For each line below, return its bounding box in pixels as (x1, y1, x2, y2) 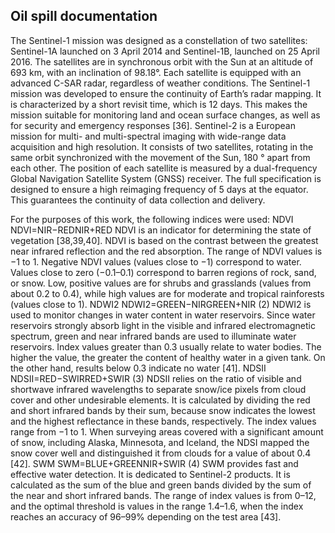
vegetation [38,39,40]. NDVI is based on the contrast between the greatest (10, 234, 319, 246)
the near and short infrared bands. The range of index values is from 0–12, (10, 489, 317, 501)
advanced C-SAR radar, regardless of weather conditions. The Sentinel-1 (10, 77, 311, 89)
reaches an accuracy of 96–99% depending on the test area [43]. (10, 510, 282, 523)
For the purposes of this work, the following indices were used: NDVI (10, 213, 294, 225)
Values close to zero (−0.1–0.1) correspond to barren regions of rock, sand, (10, 266, 317, 278)
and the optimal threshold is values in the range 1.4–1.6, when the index (10, 500, 304, 512)
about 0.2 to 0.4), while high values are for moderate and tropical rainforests (10, 287, 325, 299)
